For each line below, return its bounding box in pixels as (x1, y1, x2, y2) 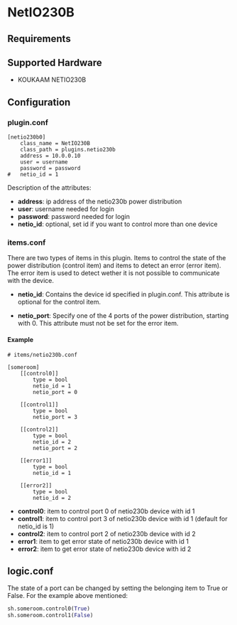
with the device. (7, 277, 55, 285)
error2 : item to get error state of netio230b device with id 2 (17, 545, 192, 553)
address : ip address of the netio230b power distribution (17, 197, 182, 206)
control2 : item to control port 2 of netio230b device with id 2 (17, 529, 197, 538)
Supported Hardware (7, 56, 103, 68)
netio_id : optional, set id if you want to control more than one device (17, 220, 218, 228)
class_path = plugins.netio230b (20, 146, 116, 154)
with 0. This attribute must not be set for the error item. (17, 319, 179, 328)
